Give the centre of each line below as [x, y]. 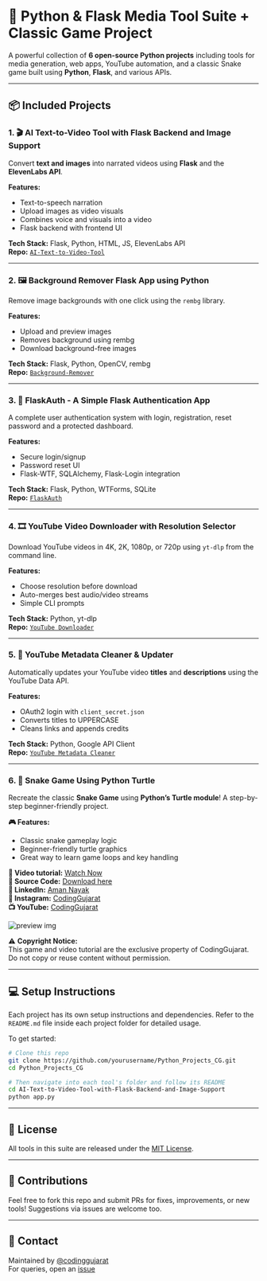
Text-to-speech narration [61, 202]
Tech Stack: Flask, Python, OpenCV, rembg [79, 363]
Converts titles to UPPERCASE [69, 720]
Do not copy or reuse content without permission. [89, 958]
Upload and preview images [66, 331]
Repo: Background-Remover [51, 372]
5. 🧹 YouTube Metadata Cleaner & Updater [91, 654]
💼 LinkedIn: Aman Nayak [49, 890]
